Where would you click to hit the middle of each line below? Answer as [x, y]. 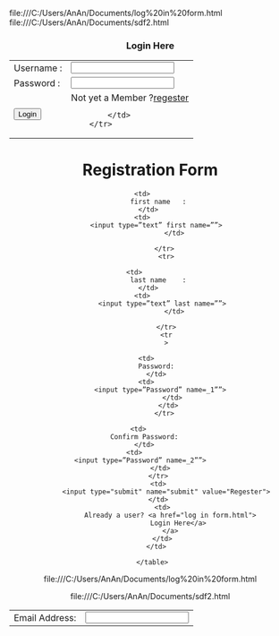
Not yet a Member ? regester [130, 98]
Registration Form [150, 170]
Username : [38, 68]
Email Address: [45, 617]
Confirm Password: [144, 437]
